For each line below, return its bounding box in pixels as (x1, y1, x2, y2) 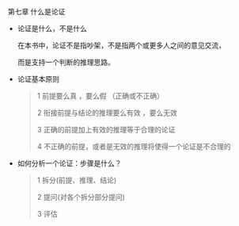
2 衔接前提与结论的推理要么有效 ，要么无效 (36, 108, 178, 117)
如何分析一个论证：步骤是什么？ (17, 159, 122, 168)
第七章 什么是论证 (7, 7, 66, 16)
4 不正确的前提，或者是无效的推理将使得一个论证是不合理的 (36, 142, 231, 151)
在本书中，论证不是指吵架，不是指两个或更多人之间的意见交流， (17, 40, 226, 50)
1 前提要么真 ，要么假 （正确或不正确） (36, 91, 165, 101)
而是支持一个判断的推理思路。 (17, 58, 115, 67)
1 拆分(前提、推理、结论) (36, 175, 117, 185)
